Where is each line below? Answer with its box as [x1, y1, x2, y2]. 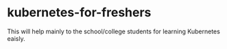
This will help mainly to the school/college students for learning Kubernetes [7, 27, 221, 35]
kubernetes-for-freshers [7, 5, 152, 20]
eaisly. [7, 34, 25, 42]
